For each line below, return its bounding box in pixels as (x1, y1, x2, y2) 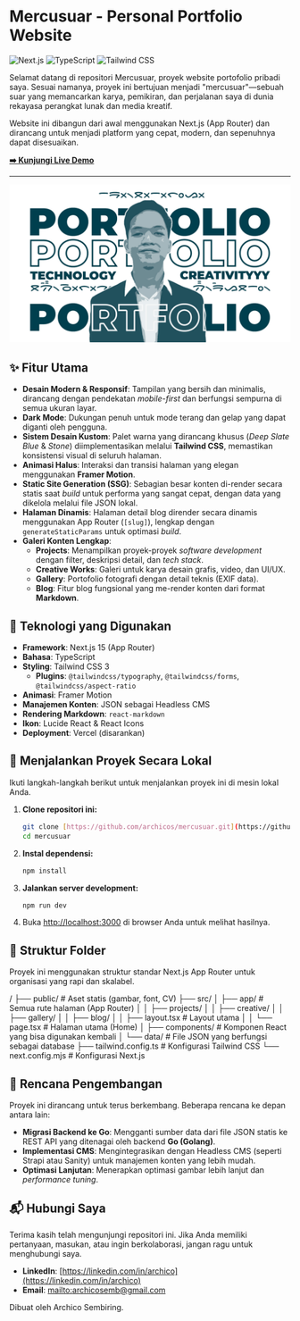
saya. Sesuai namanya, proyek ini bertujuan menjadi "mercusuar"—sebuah (9, 81, 284, 92)
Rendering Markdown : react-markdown (21, 708, 165, 720)
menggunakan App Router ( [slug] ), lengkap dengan (21, 516, 215, 528)
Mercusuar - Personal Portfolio (9, 6, 243, 27)
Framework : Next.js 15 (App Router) (21, 642, 155, 653)
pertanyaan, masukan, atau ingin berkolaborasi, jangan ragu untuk (9, 1239, 253, 1250)
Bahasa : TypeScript (21, 652, 96, 663)
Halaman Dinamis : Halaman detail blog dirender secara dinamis (21, 507, 258, 518)
